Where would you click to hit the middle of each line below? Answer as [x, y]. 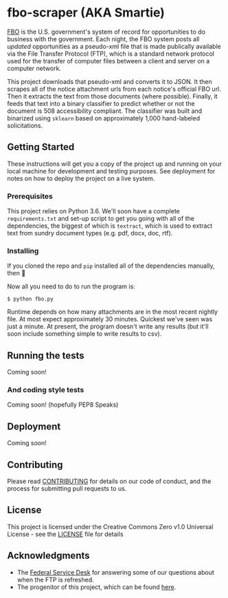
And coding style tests [46, 390]
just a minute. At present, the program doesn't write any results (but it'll [108, 327]
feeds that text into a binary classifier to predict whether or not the [101, 103]
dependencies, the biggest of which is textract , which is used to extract [110, 226]
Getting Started [41, 147]
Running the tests [46, 355]
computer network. [34, 68]
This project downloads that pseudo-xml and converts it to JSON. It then [110, 81]
